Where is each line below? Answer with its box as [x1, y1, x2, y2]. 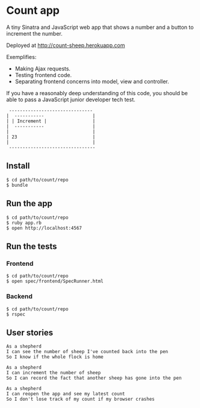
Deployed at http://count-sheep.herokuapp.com [6, 42, 125, 49]
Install [6, 161, 30, 171]
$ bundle [6, 182, 28, 188]
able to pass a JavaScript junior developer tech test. [6, 96, 136, 103]
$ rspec [6, 311, 26, 317]
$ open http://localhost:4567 [6, 225, 83, 231]
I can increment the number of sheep [6, 370, 101, 376]
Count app [6, 4, 60, 17]
